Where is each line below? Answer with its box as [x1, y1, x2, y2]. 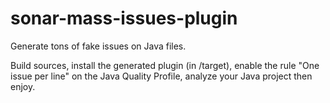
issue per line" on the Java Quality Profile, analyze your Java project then [10, 70, 313, 82]
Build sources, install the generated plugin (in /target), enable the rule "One [10, 59, 320, 71]
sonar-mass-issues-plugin [10, 7, 238, 30]
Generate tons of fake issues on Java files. [10, 40, 187, 52]
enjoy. [10, 80, 36, 92]
